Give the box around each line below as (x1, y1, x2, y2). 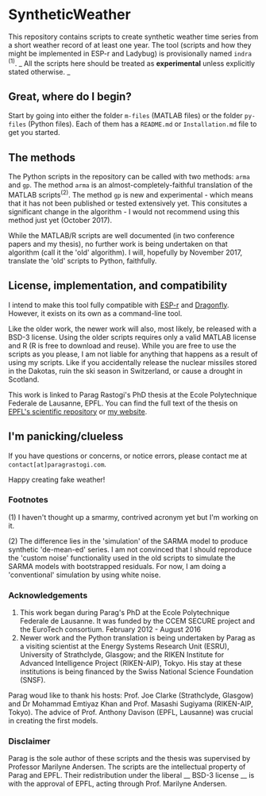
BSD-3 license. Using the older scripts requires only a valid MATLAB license (8, 332, 256, 342)
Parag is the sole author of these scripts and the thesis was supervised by (8, 754, 251, 763)
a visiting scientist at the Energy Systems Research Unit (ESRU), (19, 641, 229, 652)
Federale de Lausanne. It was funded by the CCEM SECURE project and (19, 617, 256, 626)
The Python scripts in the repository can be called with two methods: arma (8, 172, 250, 182)
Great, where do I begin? (8, 90, 133, 103)
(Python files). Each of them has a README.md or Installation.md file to (27, 119, 257, 129)
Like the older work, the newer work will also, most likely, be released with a (8, 324, 256, 333)
